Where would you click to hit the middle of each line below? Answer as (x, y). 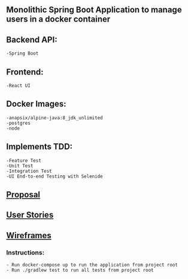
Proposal (23, 195)
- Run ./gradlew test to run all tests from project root (80, 270)
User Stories (30, 215)
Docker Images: (36, 104)
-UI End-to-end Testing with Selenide (54, 176)
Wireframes (29, 235)
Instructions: (25, 253)
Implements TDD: (40, 147)
